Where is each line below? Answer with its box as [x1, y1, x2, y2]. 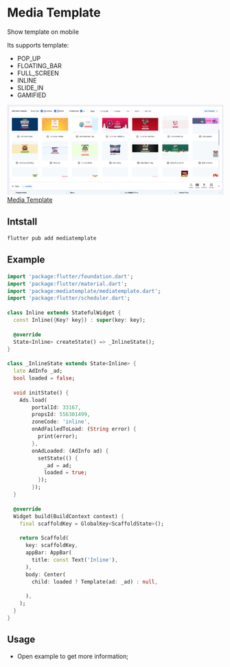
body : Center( [25, 571, 67, 578]
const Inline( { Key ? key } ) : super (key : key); [13, 317, 146, 324]
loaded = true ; [43, 469, 88, 476]
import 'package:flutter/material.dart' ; [7, 280, 128, 287]
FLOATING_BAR [16, 61, 62, 70]
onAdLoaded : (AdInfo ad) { [32, 447, 109, 454]
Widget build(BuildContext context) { [13, 513, 125, 520]
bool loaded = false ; [13, 375, 76, 382]
